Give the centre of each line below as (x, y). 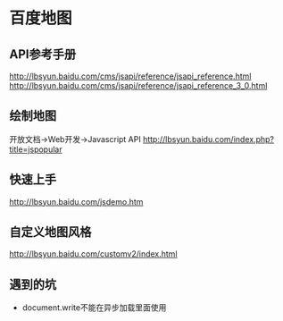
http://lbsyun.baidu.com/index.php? (208, 139)
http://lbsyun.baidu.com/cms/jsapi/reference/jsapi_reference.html (130, 76)
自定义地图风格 (50, 232)
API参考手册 (43, 54)
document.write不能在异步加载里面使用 (94, 308)
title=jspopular (36, 149)
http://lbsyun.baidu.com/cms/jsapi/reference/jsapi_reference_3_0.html (138, 85)
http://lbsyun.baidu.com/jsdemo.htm (76, 201)
